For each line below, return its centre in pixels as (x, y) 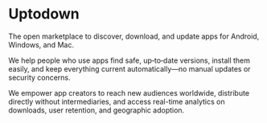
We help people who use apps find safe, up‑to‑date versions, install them (129, 60)
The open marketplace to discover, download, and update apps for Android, (134, 36)
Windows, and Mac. (41, 44)
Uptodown (44, 14)
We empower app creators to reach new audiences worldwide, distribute (129, 92)
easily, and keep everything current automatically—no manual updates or (129, 68)
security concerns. (39, 77)
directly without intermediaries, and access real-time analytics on (117, 101)
